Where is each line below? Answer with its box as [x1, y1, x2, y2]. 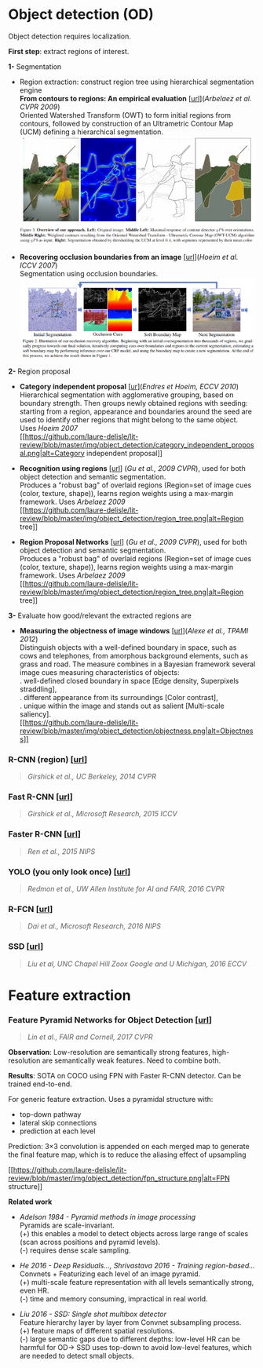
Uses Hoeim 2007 [19, 423, 79, 432]
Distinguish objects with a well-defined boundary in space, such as [19, 642, 237, 652]
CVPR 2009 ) [19, 102, 60, 111]
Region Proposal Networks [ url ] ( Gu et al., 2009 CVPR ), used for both [19, 537, 247, 546]
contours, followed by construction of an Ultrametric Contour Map [19, 119, 234, 128]
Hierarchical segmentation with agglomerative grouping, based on [19, 390, 234, 399]
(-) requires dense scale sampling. [19, 1246, 131, 1255]
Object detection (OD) [8, 5, 155, 24]
